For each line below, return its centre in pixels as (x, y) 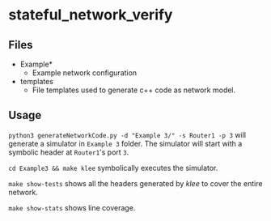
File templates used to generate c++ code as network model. (134, 90)
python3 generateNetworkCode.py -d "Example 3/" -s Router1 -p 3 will (127, 134)
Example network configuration (85, 73)
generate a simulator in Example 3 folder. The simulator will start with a (125, 143)
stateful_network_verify (91, 15)
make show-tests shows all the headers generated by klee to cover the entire (135, 183)
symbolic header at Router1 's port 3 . (69, 152)
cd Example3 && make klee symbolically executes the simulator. (113, 168)
